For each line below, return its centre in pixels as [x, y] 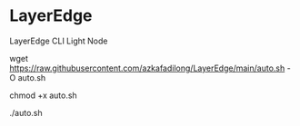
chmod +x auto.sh [43, 95]
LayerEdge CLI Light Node [59, 41]
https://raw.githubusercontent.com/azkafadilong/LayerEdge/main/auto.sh [147, 68]
